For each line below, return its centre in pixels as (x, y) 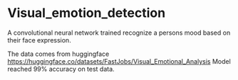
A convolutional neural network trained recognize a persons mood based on (119, 33)
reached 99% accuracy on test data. (61, 69)
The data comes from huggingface (58, 54)
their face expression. (39, 40)
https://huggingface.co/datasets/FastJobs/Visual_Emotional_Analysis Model (119, 61)
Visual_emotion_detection (87, 13)
